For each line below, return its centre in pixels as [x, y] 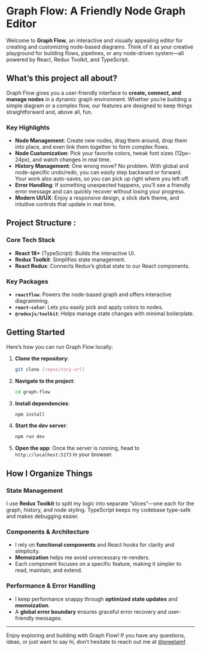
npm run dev [30, 437]
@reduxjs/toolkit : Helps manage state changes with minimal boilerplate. [104, 314]
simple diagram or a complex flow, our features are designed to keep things [99, 106]
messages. [49, 618]
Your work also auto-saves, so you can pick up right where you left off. [102, 179]
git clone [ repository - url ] [50, 369]
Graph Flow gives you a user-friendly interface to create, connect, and [94, 93]
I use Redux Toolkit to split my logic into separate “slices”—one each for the [100, 504]
